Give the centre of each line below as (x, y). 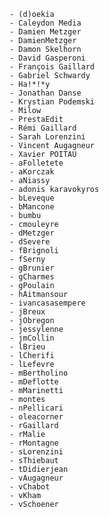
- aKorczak (32, 172)
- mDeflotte (34, 382)
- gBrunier (32, 268)
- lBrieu (27, 347)
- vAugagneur (36, 478)
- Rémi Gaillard (43, 128)
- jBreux (27, 312)
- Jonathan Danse (45, 93)
